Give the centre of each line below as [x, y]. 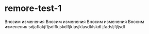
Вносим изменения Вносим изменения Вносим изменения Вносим [74, 22]
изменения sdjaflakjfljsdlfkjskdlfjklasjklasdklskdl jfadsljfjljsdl [65, 26]
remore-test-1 [33, 8]
